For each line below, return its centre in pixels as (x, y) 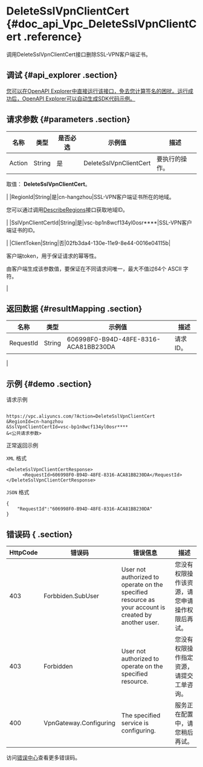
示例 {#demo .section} (49, 384)
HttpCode (24, 553)
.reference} (53, 37)
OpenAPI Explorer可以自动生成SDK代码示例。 (79, 99)
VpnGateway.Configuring (80, 723)
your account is (143, 607)
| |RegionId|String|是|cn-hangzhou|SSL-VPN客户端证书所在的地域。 (90, 197)
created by (137, 615)
